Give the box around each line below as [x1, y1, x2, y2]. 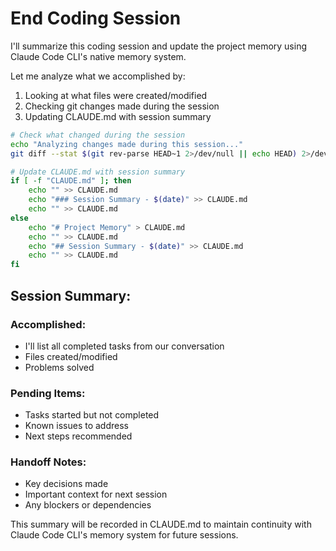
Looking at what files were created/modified [24, 89, 208, 101]
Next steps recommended [24, 430, 133, 442]
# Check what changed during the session [10, 130, 186, 140]
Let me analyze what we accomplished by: [10, 70, 186, 82]
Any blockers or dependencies [24, 499, 152, 511]
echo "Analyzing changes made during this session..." [10, 139, 244, 149]
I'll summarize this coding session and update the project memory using [10, 40, 308, 52]
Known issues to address [24, 420, 129, 432]
